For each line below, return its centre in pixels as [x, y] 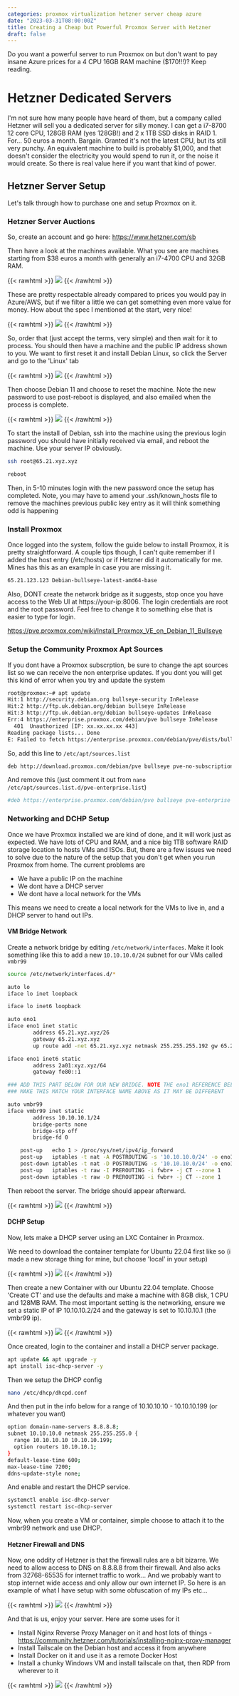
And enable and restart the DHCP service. [69, 1487]
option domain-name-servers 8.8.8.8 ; [63, 1427]
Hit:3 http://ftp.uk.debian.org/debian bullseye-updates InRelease [110, 713]
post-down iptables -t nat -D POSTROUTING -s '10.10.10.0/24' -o [119, 1164]
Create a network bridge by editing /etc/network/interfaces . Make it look [116, 947]
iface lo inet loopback [43, 994]
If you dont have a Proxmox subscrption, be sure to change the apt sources [118, 665]
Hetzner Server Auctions [51, 221]
